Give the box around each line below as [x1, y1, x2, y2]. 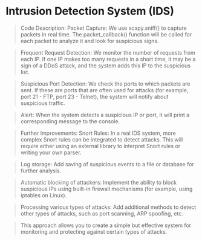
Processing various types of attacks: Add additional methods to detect [20, 203, 197, 211]
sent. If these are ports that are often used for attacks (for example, [20, 86, 189, 93]
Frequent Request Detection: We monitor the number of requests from [20, 49, 196, 56]
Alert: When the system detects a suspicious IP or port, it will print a [20, 111, 190, 118]
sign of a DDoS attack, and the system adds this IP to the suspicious [20, 62, 191, 69]
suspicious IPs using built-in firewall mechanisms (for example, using [20, 185, 193, 192]
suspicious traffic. [20, 99, 66, 107]
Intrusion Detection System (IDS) [5, 4, 175, 18]
